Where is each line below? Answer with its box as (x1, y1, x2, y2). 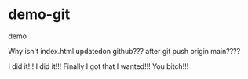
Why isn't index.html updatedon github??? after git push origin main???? (8, 46, 241, 56)
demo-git (8, 5, 71, 23)
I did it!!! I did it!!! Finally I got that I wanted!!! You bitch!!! (8, 61, 189, 71)
